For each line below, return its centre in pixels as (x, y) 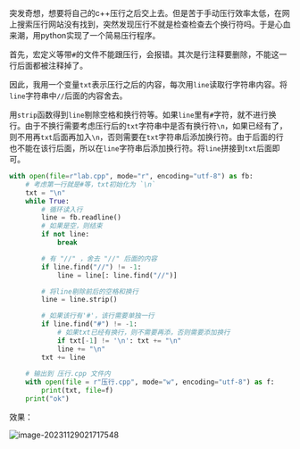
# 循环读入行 (62, 209)
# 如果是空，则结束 (72, 226)
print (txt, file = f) (78, 391)
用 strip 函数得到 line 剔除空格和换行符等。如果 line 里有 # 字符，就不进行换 (143, 115)
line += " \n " (81, 349)
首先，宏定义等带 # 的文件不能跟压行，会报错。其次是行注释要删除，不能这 (144, 54)
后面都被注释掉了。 (52, 66)
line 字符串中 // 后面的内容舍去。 (68, 96)
